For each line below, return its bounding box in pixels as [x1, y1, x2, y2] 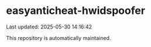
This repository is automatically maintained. [6, 34, 111, 41]
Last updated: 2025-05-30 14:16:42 [6, 23, 92, 30]
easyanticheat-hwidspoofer [6, 4, 145, 17]
